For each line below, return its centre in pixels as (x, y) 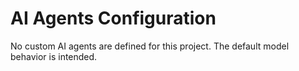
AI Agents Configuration (113, 18)
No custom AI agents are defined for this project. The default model (150, 46)
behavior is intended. (54, 56)
